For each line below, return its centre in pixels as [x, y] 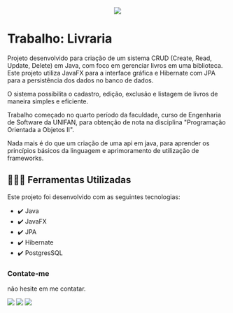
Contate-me [28, 273]
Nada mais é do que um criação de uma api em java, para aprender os [108, 143]
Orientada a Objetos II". [41, 129]
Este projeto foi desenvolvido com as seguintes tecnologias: [94, 197]
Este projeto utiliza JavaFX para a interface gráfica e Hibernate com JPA [111, 73]
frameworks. [26, 158]
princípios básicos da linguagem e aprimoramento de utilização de [103, 150]
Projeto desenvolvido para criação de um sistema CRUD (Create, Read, [110, 58]
